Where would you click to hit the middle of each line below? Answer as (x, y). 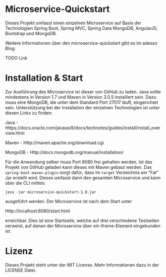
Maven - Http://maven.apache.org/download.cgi (55, 142)
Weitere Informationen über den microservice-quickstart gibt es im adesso (81, 43)
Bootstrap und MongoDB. (31, 33)
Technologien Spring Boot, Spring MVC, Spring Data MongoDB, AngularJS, (82, 28)
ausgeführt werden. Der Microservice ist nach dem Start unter (69, 201)
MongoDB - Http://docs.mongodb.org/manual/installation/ (64, 152)
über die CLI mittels (25, 183)
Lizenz (19, 251)
